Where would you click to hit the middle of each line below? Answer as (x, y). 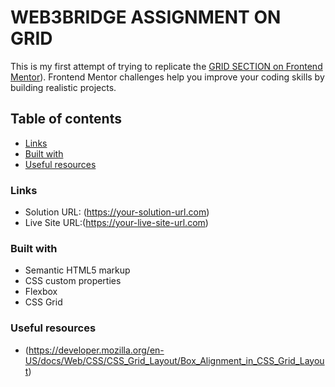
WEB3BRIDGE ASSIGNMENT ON (146, 17)
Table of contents (66, 119)
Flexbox (41, 292)
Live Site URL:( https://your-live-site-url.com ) (116, 223)
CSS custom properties (73, 281)
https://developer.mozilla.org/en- (96, 350)
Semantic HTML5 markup (77, 270)
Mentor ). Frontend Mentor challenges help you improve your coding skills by (167, 77)
